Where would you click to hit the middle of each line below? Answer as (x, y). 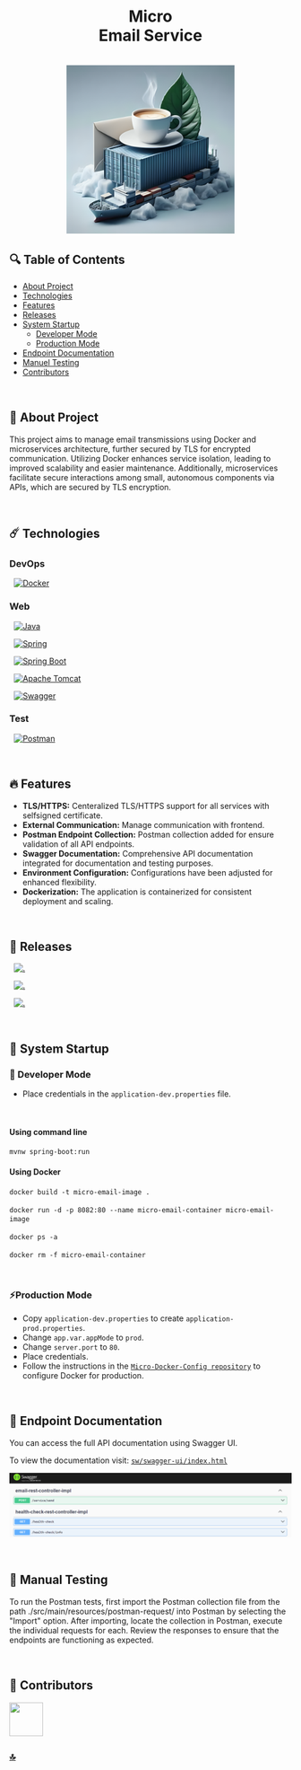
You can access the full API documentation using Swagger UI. (124, 1442)
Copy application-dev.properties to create (103, 1318)
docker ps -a (34, 1237)
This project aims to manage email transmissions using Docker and (133, 439)
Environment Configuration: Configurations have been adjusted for (147, 872)
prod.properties (52, 1328)
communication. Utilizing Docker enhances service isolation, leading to (140, 458)
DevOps (27, 563)
